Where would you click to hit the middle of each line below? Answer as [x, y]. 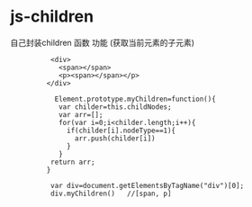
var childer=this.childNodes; [115, 107]
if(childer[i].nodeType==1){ [121, 130]
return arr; [72, 162]
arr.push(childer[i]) [115, 138]
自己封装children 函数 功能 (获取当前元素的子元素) [103, 42]
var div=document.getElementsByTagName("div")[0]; [147, 185]
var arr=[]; [81, 114]
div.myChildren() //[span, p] [111, 193]
